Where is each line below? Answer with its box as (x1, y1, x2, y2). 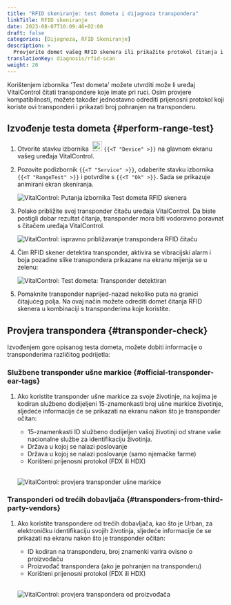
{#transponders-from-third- (126, 495, 223, 505)
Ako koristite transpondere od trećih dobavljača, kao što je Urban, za (17, 519, 213, 528)
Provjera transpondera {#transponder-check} (7, 324, 208, 336)
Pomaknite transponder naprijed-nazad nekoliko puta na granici (17, 290, 199, 298)
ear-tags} (7, 376, 40, 386)
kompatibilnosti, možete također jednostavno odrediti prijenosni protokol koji (7, 95, 224, 104)
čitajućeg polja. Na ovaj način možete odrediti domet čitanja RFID (17, 297, 202, 306)
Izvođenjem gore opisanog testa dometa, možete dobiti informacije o (7, 343, 203, 351)
